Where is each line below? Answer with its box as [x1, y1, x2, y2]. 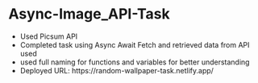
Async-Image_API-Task [8, 5, 171, 23]
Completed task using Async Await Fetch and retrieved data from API [19, 39, 250, 49]
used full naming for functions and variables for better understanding [19, 57, 250, 67]
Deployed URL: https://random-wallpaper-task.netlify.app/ [19, 65, 214, 75]
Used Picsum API [19, 31, 78, 41]
